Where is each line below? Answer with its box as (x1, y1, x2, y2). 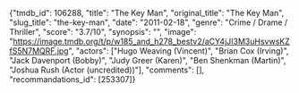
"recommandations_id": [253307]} (9, 74, 136, 84)
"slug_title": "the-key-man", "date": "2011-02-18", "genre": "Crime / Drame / (9, 17, 288, 28)
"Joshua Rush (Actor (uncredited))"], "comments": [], (9, 64, 205, 75)
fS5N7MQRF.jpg (9, 46, 69, 56)
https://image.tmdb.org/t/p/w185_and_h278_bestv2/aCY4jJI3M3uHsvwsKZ (13, 36, 290, 46)
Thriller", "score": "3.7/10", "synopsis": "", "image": (9, 27, 197, 37)
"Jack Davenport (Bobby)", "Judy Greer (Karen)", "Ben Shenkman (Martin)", (9, 55, 286, 65)
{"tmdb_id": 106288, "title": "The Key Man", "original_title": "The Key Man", (9, 8, 285, 18)
